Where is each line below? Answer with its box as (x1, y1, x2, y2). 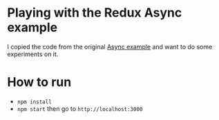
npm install (17, 98, 52, 105)
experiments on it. (7, 50, 59, 58)
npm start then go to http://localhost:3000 (17, 104, 143, 112)
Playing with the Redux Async (7, 5, 182, 21)
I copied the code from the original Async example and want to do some (7, 42, 213, 51)
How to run (7, 74, 72, 90)
